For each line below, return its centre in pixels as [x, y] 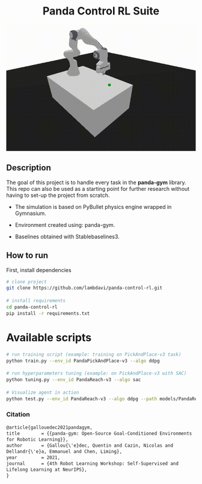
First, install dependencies [39, 270]
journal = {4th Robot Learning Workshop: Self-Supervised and [93, 464]
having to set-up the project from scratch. [58, 195]
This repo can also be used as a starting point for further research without [98, 188]
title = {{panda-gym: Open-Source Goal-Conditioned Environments [99, 434]
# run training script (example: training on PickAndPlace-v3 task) [94, 354]
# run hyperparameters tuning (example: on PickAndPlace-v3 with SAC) [96, 374]
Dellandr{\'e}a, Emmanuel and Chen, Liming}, [64, 452]
